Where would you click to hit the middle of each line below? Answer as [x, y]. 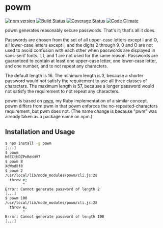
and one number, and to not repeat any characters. [56, 66]
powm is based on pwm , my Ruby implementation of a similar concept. [77, 100]
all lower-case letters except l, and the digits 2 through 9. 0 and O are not [79, 45]
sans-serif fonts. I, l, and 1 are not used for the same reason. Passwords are [81, 55]
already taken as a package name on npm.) [49, 116]
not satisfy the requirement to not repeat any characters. [62, 91]
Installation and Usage [40, 132]
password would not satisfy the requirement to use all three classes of [76, 81]
